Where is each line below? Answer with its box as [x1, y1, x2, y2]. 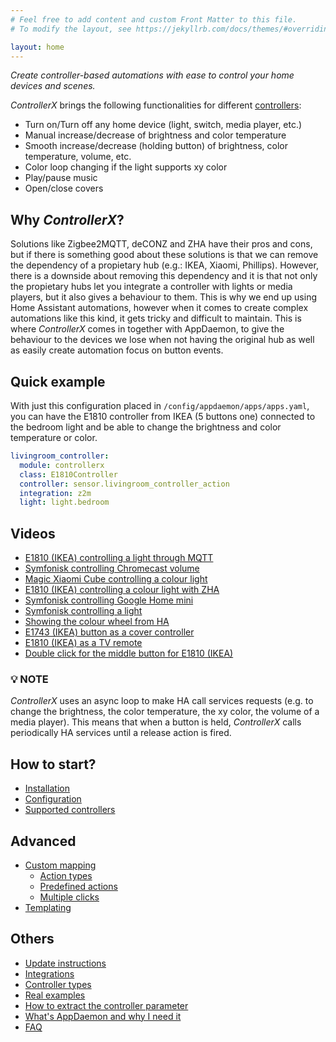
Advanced [10, 832, 77, 850]
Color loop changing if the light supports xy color [24, 161, 228, 173]
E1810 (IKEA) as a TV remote [24, 637, 143, 649]
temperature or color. [10, 432, 98, 443]
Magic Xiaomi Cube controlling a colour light [24, 573, 208, 585]
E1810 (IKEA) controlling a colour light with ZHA [24, 584, 220, 596]
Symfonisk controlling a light [24, 605, 143, 617]
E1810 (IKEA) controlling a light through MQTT [24, 552, 214, 564]
